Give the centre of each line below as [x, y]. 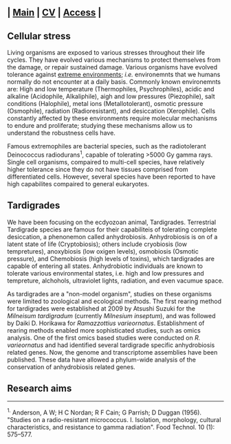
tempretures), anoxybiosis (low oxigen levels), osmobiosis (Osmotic [103, 251]
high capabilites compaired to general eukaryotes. [78, 184]
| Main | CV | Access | [54, 13]
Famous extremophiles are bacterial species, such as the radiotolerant [107, 146]
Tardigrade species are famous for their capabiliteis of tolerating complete [112, 229]
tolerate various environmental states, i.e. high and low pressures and [106, 273]
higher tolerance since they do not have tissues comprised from [98, 169]
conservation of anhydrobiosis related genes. [71, 367]
